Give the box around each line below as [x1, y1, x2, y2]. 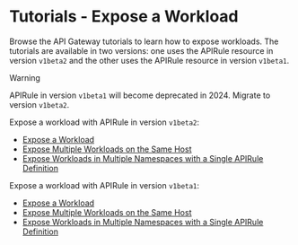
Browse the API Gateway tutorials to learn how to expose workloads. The [9, 36, 279, 47]
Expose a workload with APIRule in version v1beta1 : [9, 179, 200, 190]
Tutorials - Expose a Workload [9, 6, 240, 27]
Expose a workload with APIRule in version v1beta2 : [9, 117, 200, 127]
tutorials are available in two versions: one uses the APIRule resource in [9, 45, 274, 56]
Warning [9, 72, 40, 83]
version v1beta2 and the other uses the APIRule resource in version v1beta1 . [9, 55, 290, 66]
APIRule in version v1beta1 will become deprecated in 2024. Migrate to [9, 90, 271, 101]
